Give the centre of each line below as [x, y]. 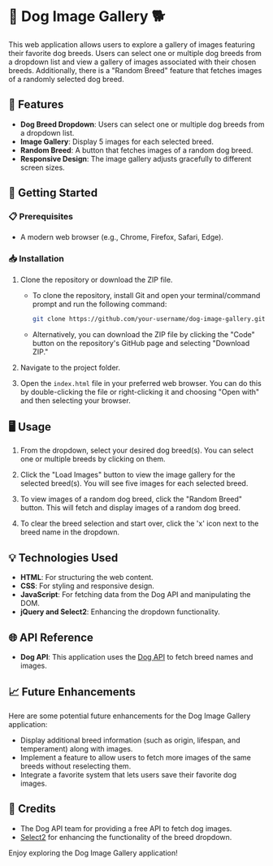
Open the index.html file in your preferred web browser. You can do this [141, 383]
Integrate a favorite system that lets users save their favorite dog [128, 774]
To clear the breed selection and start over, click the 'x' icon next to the [139, 524]
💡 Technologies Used [63, 558]
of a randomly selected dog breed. [66, 79]
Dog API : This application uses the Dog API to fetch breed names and [136, 657]
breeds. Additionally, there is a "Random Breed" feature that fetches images [135, 70]
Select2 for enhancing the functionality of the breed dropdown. [126, 837]
